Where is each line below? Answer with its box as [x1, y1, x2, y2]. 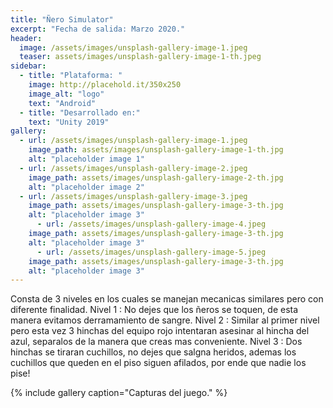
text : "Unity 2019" [28, 117, 110, 127]
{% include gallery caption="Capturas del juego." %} [10, 387, 228, 399]
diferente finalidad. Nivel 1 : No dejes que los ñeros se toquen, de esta [10, 304, 299, 316]
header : [10, 33, 43, 43]
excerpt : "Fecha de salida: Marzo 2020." [10, 24, 186, 34]
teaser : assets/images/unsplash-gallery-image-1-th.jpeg [19, 52, 262, 62]
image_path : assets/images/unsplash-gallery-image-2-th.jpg [28, 172, 284, 183]
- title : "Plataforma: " [19, 71, 123, 81]
